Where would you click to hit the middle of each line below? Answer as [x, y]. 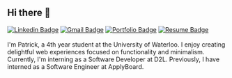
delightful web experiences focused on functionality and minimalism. [106, 52]
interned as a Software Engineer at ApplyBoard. [76, 66]
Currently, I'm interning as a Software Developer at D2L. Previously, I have [114, 59]
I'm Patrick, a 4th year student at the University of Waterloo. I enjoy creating [116, 44]
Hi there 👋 [29, 13]
